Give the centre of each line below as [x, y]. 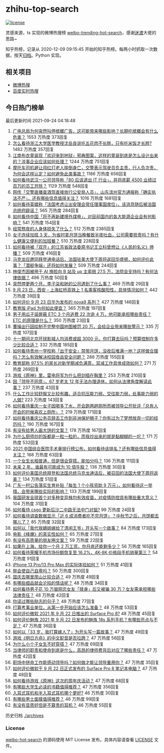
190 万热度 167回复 [46, 424]
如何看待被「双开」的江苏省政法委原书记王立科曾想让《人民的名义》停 [83, 247]
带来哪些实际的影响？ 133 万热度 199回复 [67, 491]
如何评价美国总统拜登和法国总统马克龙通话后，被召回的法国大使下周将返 [85, 473]
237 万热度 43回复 [41, 387]
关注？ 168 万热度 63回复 [38, 454]
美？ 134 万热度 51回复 [35, 479]
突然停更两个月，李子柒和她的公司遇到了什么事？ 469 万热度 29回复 [81, 283]
